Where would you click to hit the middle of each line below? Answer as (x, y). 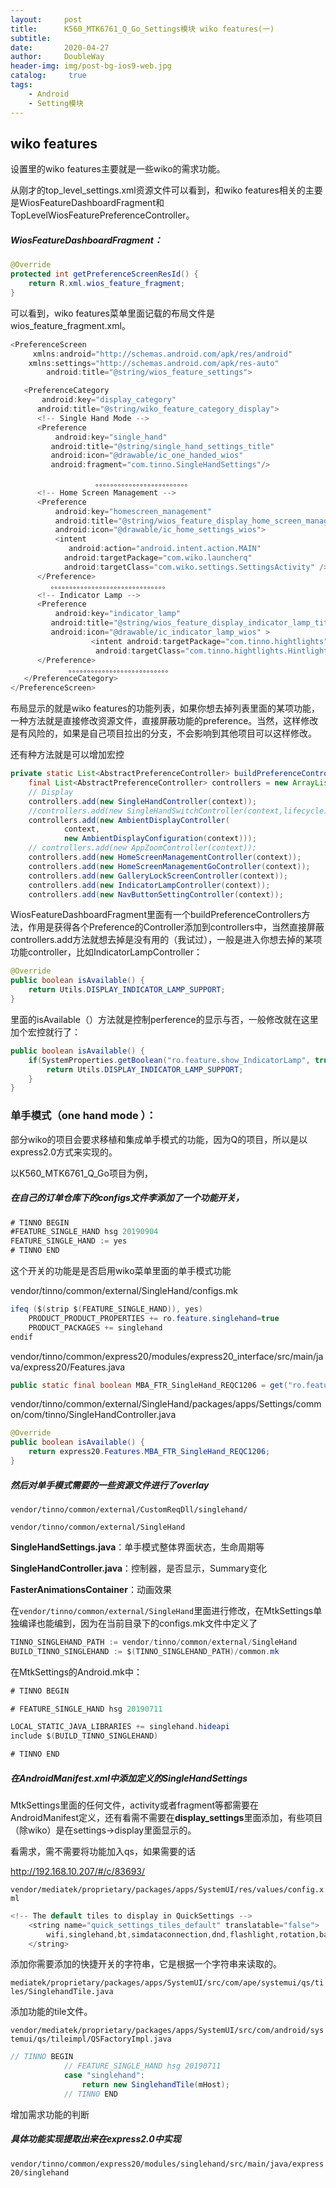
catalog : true (48, 76)
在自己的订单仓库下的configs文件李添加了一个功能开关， (127, 1198)
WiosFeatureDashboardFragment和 (91, 203)
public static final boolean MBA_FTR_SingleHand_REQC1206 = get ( (149, 1385)
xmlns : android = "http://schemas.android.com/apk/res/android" (162, 354)
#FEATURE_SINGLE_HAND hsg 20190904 (84, 1232)
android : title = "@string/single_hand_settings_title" (162, 446)
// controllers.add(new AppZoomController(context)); (142, 848)
